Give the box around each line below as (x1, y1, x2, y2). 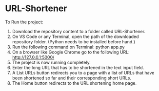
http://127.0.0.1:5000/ (12, 54, 55, 60)
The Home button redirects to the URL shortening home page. (12, 80, 137, 86)
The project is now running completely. (12, 59, 91, 65)
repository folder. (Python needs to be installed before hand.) (12, 38, 136, 44)
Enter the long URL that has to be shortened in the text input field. (12, 64, 144, 71)
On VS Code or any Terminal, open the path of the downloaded (12, 34, 139, 39)
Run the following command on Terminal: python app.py (12, 44, 125, 50)
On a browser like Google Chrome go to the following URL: (12, 49, 130, 55)
